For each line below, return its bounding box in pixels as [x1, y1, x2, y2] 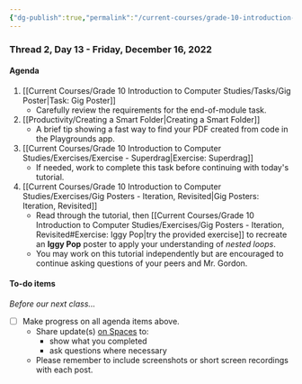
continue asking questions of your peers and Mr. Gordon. [35, 258, 248, 269]
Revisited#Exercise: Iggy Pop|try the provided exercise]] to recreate [35, 229, 288, 240]
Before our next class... [9, 298, 96, 309]
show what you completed [49, 335, 147, 347]
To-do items [9, 279, 56, 289]
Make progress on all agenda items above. [22, 315, 180, 326]
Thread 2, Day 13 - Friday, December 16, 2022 [9, 42, 213, 55]
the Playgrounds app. [35, 133, 115, 144]
